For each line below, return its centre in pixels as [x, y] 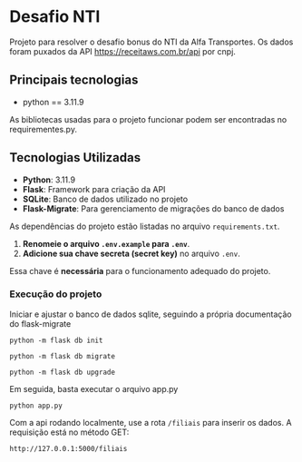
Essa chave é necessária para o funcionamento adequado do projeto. [140, 270]
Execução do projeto [56, 294]
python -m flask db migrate [63, 356]
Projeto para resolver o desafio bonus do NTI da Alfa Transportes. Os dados [151, 42]
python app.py [36, 406]
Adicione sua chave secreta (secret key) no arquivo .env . [131, 253]
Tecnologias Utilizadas [75, 157]
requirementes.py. [43, 129]
